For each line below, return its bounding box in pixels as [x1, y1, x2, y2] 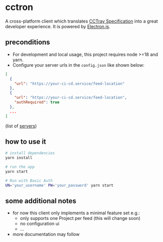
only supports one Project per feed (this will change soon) [20, 215, 141, 221]
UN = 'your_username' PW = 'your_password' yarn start [5, 183, 114, 188]
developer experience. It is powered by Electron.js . [5, 23, 111, 29]
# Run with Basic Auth [5, 178, 53, 183]
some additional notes [5, 196, 76, 205]
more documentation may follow [12, 231, 79, 237]
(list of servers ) [5, 123, 37, 129]
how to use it [5, 137, 46, 146]
